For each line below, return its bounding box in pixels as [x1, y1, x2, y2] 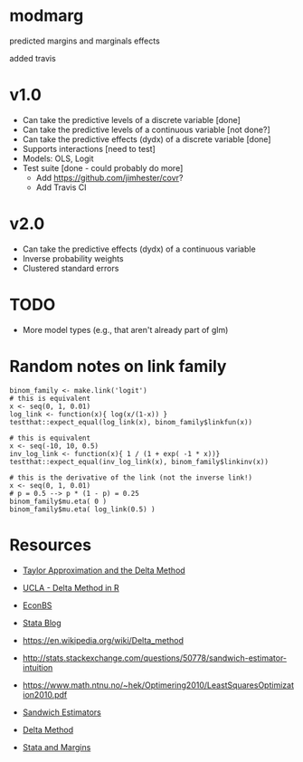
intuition [22, 662, 53, 672]
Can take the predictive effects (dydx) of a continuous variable [22, 243, 256, 254]
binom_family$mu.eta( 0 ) [9, 497, 107, 506]
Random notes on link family [9, 356, 227, 376]
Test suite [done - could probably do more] [22, 162, 184, 173]
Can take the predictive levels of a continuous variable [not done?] [22, 124, 271, 135]
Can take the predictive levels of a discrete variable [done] [22, 114, 241, 125]
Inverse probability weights [22, 252, 124, 263]
